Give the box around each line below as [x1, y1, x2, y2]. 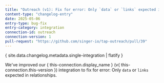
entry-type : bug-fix [5, 21, 47, 26]
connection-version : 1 [5, 35, 51, 40]
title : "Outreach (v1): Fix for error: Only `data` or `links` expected [5, 7, 156, 12]
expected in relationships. [5, 72, 57, 78]
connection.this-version [5, 67, 53, 73]
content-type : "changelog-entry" [5, 12, 73, 17]
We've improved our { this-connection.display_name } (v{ [5, 62, 121, 67]
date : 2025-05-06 [5, 16, 41, 21]
